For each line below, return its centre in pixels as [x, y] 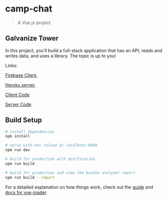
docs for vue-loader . [26, 192]
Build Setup [24, 120]
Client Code [18, 94]
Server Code [18, 104]
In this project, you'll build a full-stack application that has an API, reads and [84, 50]
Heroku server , [21, 85]
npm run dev [18, 150]
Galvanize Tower [32, 38]
